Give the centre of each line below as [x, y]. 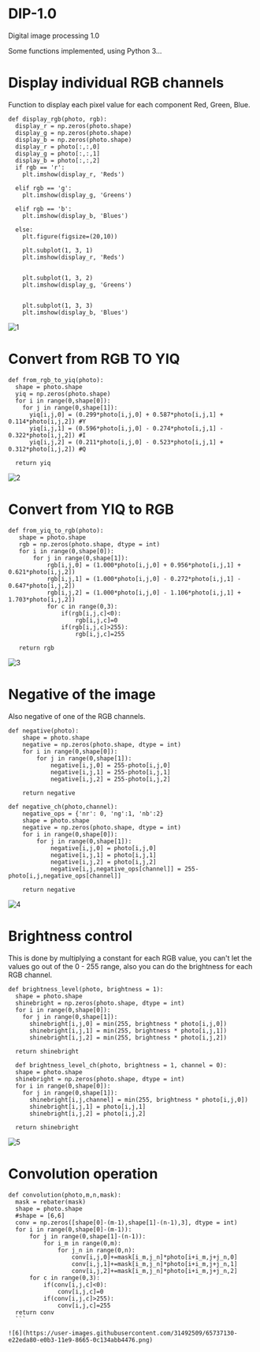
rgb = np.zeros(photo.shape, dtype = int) [89, 544]
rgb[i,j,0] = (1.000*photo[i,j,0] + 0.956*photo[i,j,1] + [144, 565]
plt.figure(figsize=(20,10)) [70, 236]
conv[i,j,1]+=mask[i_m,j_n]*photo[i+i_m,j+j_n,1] [154, 1264]
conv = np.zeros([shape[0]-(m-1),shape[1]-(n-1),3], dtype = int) [126, 1223]
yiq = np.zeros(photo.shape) [63, 394]
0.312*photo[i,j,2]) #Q [47, 449]
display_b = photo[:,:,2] [58, 160]
